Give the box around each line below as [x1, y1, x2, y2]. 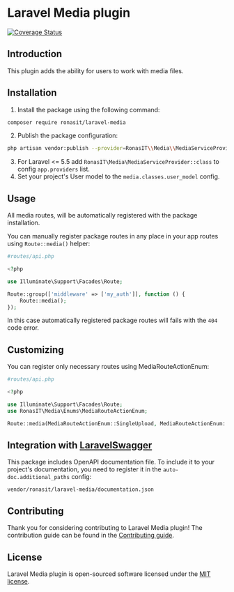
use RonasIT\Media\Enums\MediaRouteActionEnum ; [7, 407, 148, 414]
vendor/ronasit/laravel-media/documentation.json [7, 486, 155, 493]
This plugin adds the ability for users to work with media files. [7, 66, 184, 75]
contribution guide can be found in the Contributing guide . [7, 531, 174, 540]
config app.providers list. [17, 165, 91, 174]
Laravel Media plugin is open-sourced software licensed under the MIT [7, 570, 211, 578]
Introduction [7, 48, 63, 60]
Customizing [7, 344, 64, 356]
